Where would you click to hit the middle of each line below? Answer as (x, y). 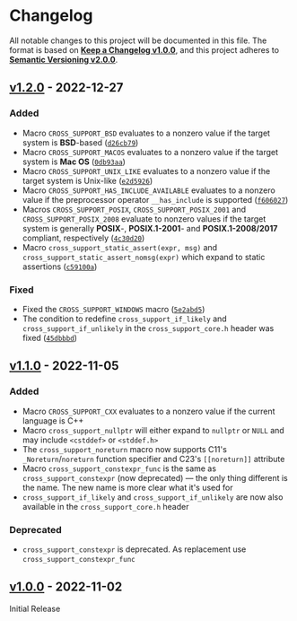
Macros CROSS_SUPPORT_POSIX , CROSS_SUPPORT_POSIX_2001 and (134, 209)
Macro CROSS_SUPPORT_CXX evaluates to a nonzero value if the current (148, 411)
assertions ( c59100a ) (60, 267)
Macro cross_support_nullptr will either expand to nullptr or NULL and (153, 430)
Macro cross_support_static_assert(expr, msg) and (120, 247)
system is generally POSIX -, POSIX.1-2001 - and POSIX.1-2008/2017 (150, 228)
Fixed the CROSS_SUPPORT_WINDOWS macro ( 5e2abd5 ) (114, 309)
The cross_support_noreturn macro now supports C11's (124, 449)
